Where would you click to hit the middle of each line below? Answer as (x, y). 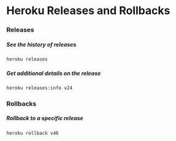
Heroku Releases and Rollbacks (88, 11)
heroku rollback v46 (33, 133)
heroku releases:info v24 (39, 88)
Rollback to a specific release (45, 118)
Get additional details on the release (54, 73)
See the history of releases (41, 44)
